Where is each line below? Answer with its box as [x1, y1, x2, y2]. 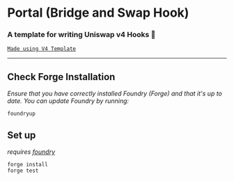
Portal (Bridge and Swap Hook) [7, 5, 189, 21]
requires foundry [7, 148, 56, 156]
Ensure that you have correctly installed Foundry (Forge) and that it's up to [7, 89, 223, 98]
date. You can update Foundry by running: [7, 97, 130, 105]
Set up [7, 129, 36, 141]
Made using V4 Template [7, 45, 77, 53]
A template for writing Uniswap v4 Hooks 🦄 [7, 30, 156, 40]
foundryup [7, 110, 36, 118]
